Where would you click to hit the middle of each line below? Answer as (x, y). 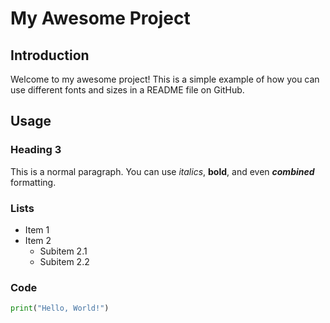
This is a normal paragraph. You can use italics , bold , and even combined (162, 171)
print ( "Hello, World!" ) (60, 308)
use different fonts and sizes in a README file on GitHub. (127, 90)
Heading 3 (36, 150)
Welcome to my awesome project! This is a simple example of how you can (165, 79)
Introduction (50, 55)
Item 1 (37, 229)
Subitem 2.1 (63, 251)
